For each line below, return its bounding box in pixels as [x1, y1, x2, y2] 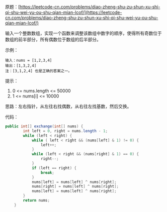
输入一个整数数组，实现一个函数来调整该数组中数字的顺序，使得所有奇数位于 [5, 30, 162, 36]
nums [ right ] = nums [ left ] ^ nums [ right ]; [31, 184, 119, 189]
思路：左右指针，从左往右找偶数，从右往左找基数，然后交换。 [5, 104, 132, 109]
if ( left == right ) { [31, 165, 77, 170]
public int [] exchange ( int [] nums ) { [5, 124, 83, 129]
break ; [40, 170, 55, 175]
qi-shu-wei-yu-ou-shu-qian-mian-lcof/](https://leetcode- [5, 9, 122, 15]
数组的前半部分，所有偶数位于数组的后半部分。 [5, 36, 101, 42]
